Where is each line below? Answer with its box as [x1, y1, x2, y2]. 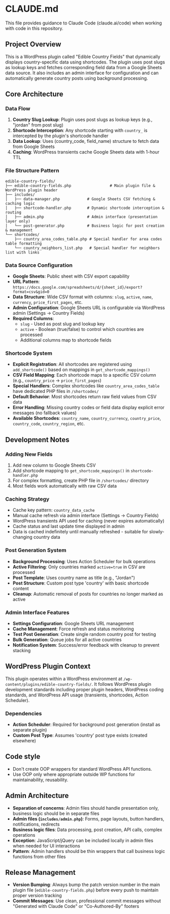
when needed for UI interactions [12, 842, 80, 849]
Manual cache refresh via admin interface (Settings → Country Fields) [12, 512, 159, 519]
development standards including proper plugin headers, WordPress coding [5, 686, 164, 692]
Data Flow [5, 105, 30, 112]
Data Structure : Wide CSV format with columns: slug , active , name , [12, 294, 153, 300]
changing [12, 534, 33, 540]
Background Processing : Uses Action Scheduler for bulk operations [12, 558, 156, 564]
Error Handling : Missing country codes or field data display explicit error [12, 405, 165, 411]
